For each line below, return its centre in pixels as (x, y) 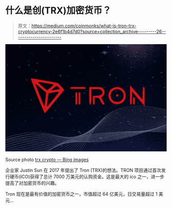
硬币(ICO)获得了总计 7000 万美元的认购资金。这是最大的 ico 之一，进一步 (87, 177)
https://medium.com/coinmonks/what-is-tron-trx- (84, 26)
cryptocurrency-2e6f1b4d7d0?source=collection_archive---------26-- (92, 31)
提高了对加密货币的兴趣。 (32, 183)
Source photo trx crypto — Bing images (47, 160)
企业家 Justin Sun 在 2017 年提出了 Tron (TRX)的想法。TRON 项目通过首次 (83, 171)
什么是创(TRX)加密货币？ (58, 11)
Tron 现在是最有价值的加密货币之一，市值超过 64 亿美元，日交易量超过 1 (81, 194)
